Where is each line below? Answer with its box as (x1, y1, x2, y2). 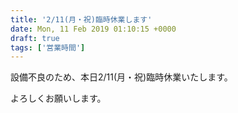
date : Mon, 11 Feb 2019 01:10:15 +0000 (10, 24, 177, 34)
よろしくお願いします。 (10, 92, 107, 105)
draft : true (10, 33, 60, 43)
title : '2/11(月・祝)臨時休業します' (10, 14, 153, 25)
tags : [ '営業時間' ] (10, 42, 86, 53)
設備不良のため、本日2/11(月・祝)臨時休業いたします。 (10, 71, 233, 83)
